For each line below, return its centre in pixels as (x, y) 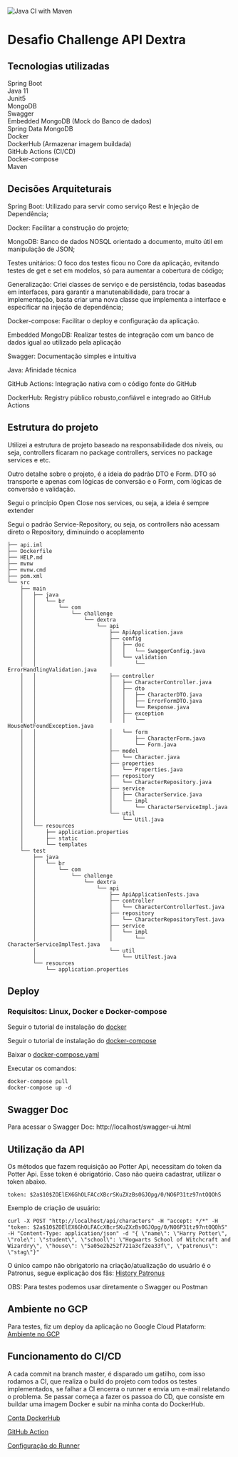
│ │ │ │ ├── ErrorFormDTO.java (111, 701)
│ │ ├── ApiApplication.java (102, 632)
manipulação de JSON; (41, 249)
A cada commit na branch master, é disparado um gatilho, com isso (106, 1374)
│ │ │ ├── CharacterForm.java (113, 738)
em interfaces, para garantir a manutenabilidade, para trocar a (99, 292)
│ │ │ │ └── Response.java (105, 707)
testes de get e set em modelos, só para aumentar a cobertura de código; (116, 270)
